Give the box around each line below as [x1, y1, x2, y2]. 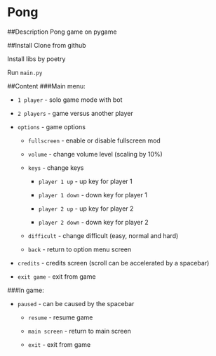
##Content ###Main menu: [7, 81, 86, 90]
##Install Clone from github [7, 41, 86, 49]
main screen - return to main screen [27, 327, 131, 335]
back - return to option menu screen [27, 245, 132, 253]
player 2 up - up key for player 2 [38, 204, 134, 213]
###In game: [7, 286, 44, 294]
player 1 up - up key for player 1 [38, 177, 133, 185]
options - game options [17, 122, 86, 131]
